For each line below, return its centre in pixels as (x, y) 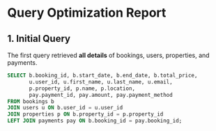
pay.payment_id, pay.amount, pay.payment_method (101, 95)
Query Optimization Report (87, 13)
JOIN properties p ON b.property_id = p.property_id (85, 114)
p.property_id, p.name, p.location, (82, 88)
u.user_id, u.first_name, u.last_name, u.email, (101, 82)
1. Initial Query (39, 39)
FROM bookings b (31, 101)
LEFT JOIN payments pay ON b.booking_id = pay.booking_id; (95, 121)
